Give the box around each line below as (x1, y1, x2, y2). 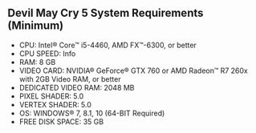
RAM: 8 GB (18, 57, 56, 66)
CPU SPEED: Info (18, 48, 76, 58)
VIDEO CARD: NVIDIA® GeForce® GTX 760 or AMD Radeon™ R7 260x (18, 66, 248, 75)
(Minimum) (7, 19, 64, 33)
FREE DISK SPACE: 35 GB (18, 116, 104, 127)
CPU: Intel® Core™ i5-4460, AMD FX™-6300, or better (18, 40, 197, 50)
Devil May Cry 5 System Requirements (7, 6, 204, 20)
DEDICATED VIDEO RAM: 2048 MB (18, 83, 135, 92)
